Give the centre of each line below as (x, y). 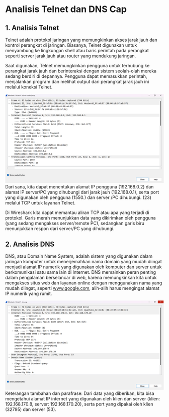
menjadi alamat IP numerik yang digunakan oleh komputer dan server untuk (83, 267)
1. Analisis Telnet (32, 28)
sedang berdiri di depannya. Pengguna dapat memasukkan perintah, (76, 76)
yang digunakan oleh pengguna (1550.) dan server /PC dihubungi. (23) (78, 197)
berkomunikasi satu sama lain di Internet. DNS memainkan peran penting (81, 272)
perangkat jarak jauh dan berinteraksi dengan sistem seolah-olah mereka (81, 71)
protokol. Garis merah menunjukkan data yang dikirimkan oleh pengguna (80, 218)
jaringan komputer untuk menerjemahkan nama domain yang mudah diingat (83, 262)
